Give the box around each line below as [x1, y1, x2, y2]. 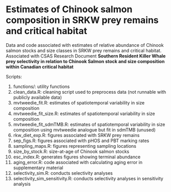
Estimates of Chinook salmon [6, 4, 133, 15]
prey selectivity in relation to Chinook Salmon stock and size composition [6, 58, 165, 64]
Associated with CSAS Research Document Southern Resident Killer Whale [6, 52, 166, 59]
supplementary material [13, 164, 63, 171]
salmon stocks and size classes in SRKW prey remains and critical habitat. [6, 47, 162, 53]
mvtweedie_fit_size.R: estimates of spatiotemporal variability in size [13, 111, 155, 117]
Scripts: [6, 73, 22, 79]
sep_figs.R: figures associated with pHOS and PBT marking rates [13, 138, 150, 144]
